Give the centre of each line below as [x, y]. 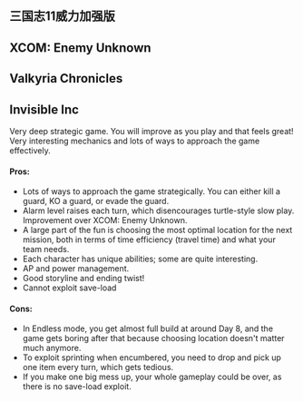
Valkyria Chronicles [66, 78]
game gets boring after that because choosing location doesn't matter [153, 338]
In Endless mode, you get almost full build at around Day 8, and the [148, 328]
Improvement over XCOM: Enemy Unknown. [105, 220]
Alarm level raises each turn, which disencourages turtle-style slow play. [158, 210]
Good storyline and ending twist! [83, 279]
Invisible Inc [44, 109]
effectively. [30, 150]
